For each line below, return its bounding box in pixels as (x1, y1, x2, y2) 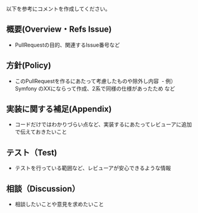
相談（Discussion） (6, 184, 81, 194)
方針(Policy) (6, 60, 52, 70)
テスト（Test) (6, 147, 58, 158)
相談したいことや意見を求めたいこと (14, 200, 104, 208)
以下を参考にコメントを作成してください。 (6, 5, 111, 12)
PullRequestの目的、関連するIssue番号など (14, 41, 120, 48)
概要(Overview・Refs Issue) (6, 24, 112, 35)
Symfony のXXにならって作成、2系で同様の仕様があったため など (14, 85, 175, 92)
